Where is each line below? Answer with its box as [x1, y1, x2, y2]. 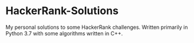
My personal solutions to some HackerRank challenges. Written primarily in [5, 24, 188, 31]
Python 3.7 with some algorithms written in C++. [5, 29, 123, 37]
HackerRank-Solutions [5, 4, 119, 18]
